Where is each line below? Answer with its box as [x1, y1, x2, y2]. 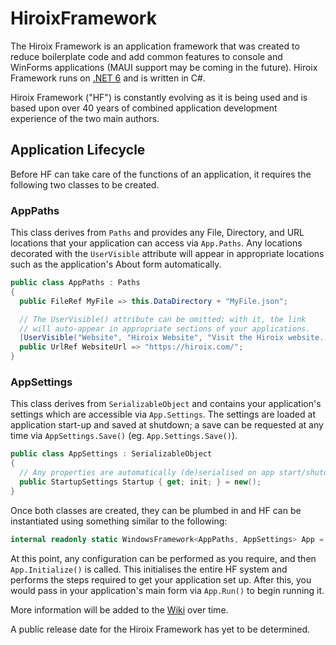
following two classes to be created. [10, 178, 160, 191]
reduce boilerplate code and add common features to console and [10, 50, 283, 62]
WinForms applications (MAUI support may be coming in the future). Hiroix [10, 61, 318, 73]
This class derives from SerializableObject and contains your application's [10, 398, 322, 410]
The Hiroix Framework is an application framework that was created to [10, 40, 300, 52]
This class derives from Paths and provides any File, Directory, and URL [10, 227, 305, 239]
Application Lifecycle [10, 142, 146, 159]
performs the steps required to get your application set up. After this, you [10, 573, 312, 586]
